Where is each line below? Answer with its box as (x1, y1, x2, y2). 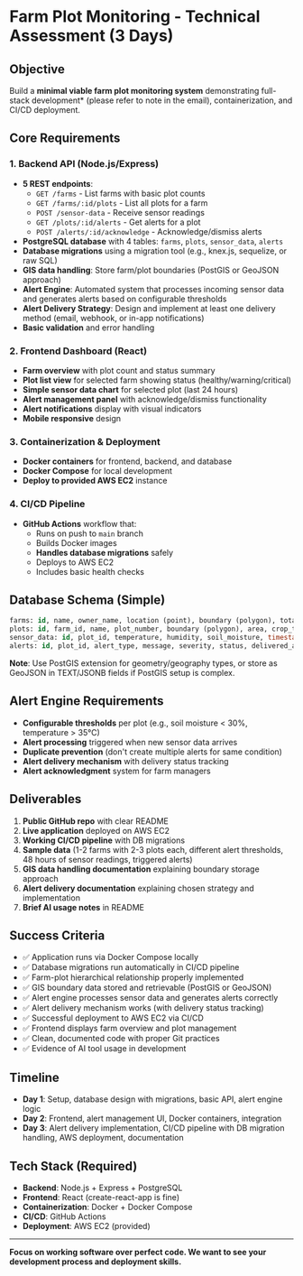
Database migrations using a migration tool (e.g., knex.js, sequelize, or (22, 245, 287, 256)
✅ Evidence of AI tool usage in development (22, 1043, 187, 1054)
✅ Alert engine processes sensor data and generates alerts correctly (22, 993, 279, 1003)
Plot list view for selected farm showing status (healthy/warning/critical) (22, 374, 291, 385)
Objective (9, 61, 66, 77)
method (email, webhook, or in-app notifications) (22, 312, 205, 323)
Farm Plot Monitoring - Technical (9, 6, 261, 27)
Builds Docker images (35, 537, 117, 548)
